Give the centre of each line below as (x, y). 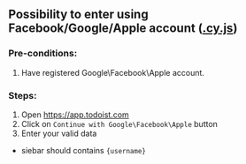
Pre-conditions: (43, 54)
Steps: (23, 95)
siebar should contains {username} (84, 150)
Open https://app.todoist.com (75, 115)
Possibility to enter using (78, 15)
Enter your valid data (59, 133)
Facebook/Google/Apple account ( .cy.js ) (123, 29)
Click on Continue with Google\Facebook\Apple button (119, 123)
